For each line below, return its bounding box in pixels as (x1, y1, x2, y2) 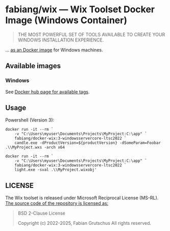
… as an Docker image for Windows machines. (5, 47, 103, 53)
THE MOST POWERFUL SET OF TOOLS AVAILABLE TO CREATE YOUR (17, 31, 165, 37)
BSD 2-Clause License (17, 210, 65, 216)
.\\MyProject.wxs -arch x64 (5, 145, 65, 150)
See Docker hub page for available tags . (5, 89, 90, 95)
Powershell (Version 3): (5, 117, 55, 123)
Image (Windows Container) (5, 14, 128, 26)
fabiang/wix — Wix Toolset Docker (5, 4, 155, 15)
